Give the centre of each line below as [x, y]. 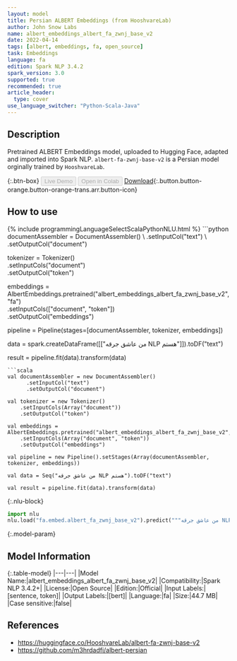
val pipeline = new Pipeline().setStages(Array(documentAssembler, [109, 457]
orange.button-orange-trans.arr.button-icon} [72, 189]
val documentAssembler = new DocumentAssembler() [82, 376]
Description [34, 135]
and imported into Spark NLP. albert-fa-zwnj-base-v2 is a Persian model [113, 159]
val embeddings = [33, 426]
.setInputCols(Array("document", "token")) [85, 438]
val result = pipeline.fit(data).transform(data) [82, 488]
